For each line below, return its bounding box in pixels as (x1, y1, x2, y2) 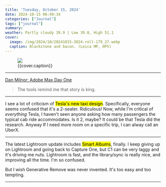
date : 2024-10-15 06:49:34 (5, 12, 61, 17)
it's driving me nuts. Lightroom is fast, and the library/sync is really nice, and (5, 151, 161, 157)
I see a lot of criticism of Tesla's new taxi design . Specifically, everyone (5, 100, 151, 106)
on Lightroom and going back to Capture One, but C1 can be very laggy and (5, 146, 160, 152)
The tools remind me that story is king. (17, 86, 96, 92)
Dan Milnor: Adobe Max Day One (5, 77, 72, 83)
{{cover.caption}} (17, 62, 53, 68)
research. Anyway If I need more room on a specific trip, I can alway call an (5, 122, 159, 128)
